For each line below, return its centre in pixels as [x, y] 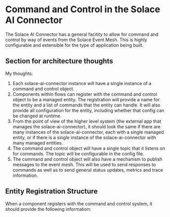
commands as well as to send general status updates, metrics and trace [88, 170]
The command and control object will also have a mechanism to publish [87, 159]
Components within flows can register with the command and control [85, 94]
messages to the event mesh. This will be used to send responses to [84, 165]
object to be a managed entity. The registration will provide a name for [86, 99]
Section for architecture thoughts [59, 61]
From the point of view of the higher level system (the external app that [87, 121]
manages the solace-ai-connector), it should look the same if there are [87, 126]
